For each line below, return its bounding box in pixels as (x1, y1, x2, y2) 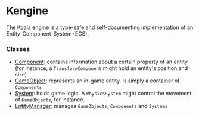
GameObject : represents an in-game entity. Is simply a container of (14, 77, 180, 84)
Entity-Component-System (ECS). (6, 30, 89, 37)
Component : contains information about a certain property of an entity (14, 58, 188, 66)
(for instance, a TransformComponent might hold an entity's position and (14, 65, 188, 72)
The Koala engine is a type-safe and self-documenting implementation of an (6, 24, 194, 31)
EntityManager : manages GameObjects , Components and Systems (14, 103, 168, 110)
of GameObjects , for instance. (14, 96, 85, 103)
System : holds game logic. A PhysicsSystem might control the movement (14, 90, 192, 97)
